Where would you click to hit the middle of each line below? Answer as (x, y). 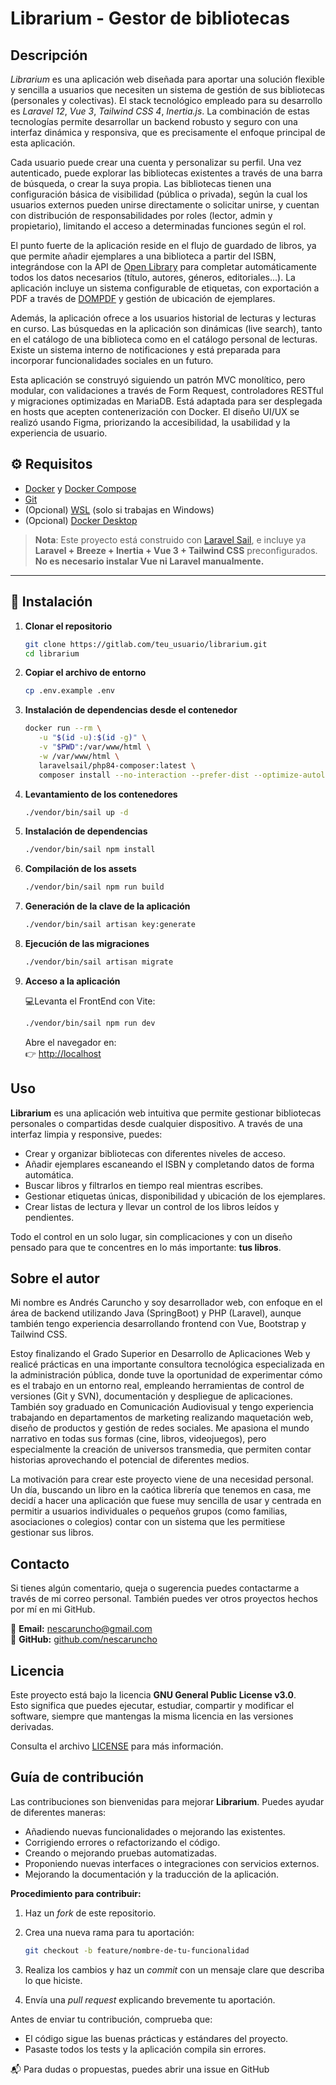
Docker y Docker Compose (80, 488)
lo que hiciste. (53, 1980)
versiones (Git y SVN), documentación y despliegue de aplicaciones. (151, 1396)
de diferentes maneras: (58, 1812)
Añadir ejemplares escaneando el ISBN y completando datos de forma (169, 1164)
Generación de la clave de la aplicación (107, 906)
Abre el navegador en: (70, 1042)
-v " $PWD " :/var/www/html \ (95, 747)
